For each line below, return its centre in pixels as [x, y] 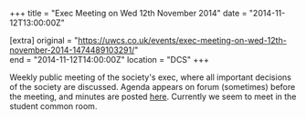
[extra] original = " [44, 40]
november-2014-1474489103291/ [72, 50]
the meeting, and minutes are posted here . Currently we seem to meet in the [153, 96]
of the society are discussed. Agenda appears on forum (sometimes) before [153, 87]
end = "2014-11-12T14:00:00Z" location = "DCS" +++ [110, 59]
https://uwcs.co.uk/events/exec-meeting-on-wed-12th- [182, 40]
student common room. [53, 106]
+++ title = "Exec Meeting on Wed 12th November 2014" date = [128, 13]
